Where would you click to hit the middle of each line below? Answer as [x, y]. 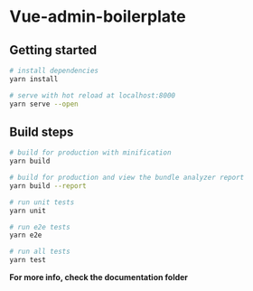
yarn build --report [48, 186]
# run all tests [40, 252]
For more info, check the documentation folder [98, 277]
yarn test [28, 260]
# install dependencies [54, 70]
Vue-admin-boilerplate [98, 17]
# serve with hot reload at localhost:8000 [93, 95]
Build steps [42, 131]
